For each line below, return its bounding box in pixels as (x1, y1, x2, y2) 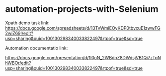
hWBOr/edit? (5, 60, 31, 66)
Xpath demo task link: (5, 20, 50, 26)
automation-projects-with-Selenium (5, 3, 159, 15)
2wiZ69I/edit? (5, 30, 34, 36)
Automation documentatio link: (5, 45, 68, 51)
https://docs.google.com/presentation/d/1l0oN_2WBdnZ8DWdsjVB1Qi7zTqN (5, 54, 162, 60)
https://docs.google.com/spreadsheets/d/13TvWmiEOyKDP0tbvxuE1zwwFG (5, 25, 161, 31)
